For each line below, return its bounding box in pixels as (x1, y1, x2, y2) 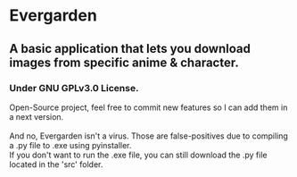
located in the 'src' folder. (9, 158, 103, 170)
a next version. (9, 111, 64, 122)
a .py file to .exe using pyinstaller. (9, 139, 132, 150)
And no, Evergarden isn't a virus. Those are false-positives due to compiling (9, 131, 288, 141)
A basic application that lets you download (9, 41, 252, 56)
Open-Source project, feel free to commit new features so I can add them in (9, 102, 288, 113)
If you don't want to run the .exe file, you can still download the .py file (9, 149, 268, 160)
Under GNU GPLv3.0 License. (9, 81, 139, 94)
